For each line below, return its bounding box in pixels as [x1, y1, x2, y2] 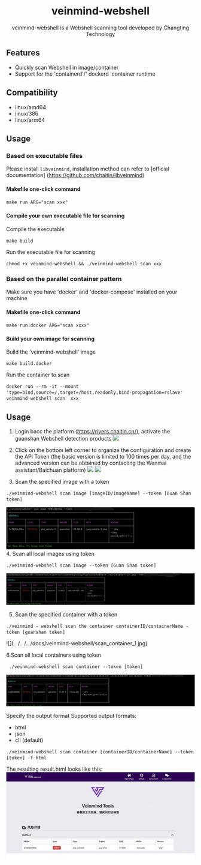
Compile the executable [6, 225, 65, 232]
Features [6, 48, 40, 58]
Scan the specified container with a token [14, 610, 118, 618]
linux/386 [14, 110, 39, 117]
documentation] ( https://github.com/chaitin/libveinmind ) [6, 172, 145, 179]
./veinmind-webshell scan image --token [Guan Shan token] [6, 562, 157, 568]
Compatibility [6, 88, 58, 98]
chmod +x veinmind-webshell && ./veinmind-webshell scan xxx [6, 261, 162, 267]
